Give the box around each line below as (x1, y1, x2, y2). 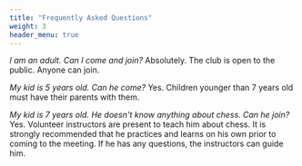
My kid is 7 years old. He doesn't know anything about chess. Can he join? (9, 110, 290, 121)
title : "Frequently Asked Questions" (9, 13, 153, 23)
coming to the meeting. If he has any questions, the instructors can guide (9, 138, 284, 150)
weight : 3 (9, 22, 47, 31)
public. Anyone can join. (9, 64, 100, 75)
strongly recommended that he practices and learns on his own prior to (9, 129, 277, 140)
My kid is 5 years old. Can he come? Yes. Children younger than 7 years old (9, 83, 294, 93)
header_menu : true (9, 30, 79, 39)
